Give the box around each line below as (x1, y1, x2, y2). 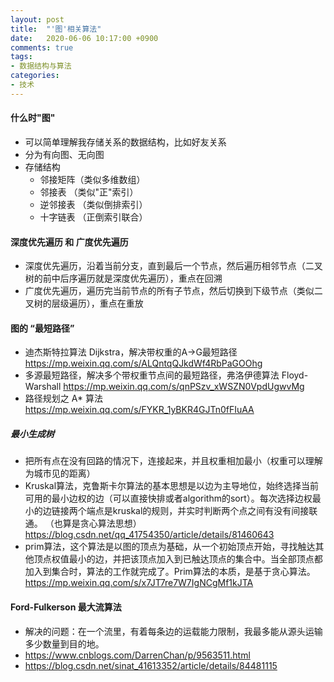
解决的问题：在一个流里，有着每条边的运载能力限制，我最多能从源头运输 (24, 625, 323, 637)
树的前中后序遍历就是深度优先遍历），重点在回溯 (24, 272, 223, 285)
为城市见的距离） (24, 467, 96, 480)
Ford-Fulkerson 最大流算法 (10, 601, 122, 613)
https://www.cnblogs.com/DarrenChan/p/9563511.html (24, 649, 251, 661)
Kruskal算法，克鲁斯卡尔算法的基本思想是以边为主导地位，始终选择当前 (24, 480, 320, 492)
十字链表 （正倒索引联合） (39, 211, 148, 223)
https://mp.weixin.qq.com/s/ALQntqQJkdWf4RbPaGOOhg (24, 357, 263, 370)
